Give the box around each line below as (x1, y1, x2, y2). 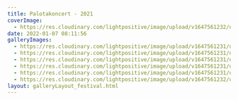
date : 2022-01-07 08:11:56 (7, 30, 87, 37)
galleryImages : (7, 37, 52, 44)
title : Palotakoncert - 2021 (7, 10, 93, 18)
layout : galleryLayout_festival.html (7, 82, 119, 89)
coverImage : (7, 17, 42, 24)
